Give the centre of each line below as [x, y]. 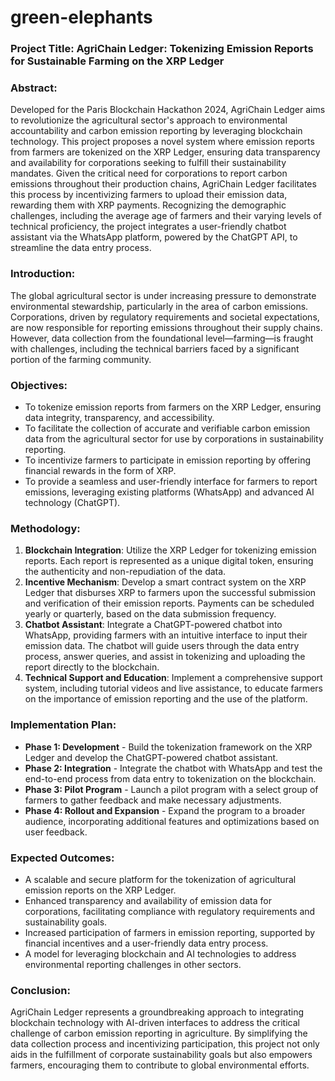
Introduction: [43, 274]
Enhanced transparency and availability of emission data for [148, 900]
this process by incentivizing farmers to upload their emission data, [149, 195]
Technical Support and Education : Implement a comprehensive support [173, 678]
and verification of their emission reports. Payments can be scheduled [169, 603]
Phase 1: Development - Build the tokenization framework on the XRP [168, 747]
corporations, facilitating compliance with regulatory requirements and [170, 911]
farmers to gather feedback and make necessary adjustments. [153, 800]
